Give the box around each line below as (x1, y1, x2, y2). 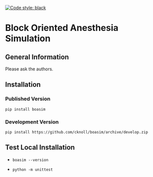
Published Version (5, 95, 51, 102)
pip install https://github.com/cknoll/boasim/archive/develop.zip (5, 129, 149, 134)
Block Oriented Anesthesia (5, 22, 119, 33)
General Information (5, 52, 69, 61)
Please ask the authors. (5, 66, 53, 72)
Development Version (5, 118, 59, 125)
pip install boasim (5, 106, 46, 112)
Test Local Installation (5, 143, 75, 152)
